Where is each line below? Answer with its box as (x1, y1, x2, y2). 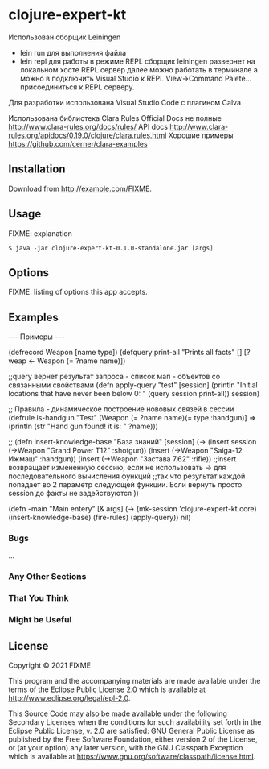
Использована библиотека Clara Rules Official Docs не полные (8, 113, 222, 122)
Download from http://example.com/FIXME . (8, 184, 153, 193)
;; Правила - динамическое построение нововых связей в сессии (8, 404, 234, 414)
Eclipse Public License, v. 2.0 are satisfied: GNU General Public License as (8, 726, 255, 736)
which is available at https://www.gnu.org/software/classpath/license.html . (8, 751, 256, 762)
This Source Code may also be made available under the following (8, 709, 227, 718)
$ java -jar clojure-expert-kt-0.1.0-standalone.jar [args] (8, 244, 214, 252)
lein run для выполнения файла (19, 48, 127, 57)
